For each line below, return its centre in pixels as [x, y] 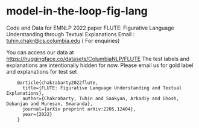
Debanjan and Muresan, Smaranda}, [50, 104]
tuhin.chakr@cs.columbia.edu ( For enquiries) [63, 40]
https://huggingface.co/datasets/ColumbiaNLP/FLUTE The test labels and [98, 59]
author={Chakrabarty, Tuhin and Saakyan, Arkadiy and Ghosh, [101, 98]
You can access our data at [40, 52]
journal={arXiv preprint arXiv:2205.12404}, [79, 109]
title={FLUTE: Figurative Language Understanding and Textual [102, 88]
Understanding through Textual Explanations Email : [71, 34]
